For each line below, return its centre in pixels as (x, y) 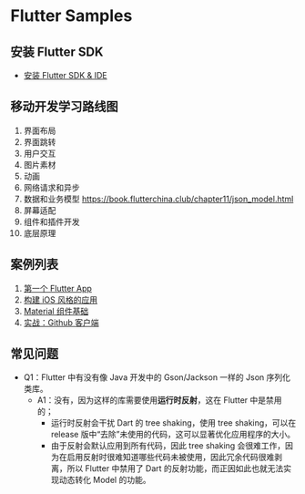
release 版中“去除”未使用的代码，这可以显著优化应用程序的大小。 (173, 435)
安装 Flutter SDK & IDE (65, 75)
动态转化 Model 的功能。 (105, 480)
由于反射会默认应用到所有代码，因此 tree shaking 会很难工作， (168, 446)
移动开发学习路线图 (64, 107)
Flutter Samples (71, 16)
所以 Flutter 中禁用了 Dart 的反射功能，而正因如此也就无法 (175, 468)
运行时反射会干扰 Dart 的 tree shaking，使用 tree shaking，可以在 (173, 423)
